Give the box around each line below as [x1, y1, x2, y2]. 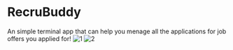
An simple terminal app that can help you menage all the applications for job [7, 27, 227, 35]
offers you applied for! [7, 34, 71, 42]
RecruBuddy [7, 4, 82, 20]
